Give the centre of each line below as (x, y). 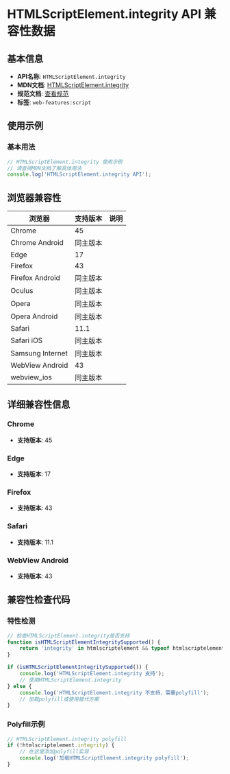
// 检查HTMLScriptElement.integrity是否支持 (68, 635)
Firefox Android (35, 278)
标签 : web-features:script (54, 102)
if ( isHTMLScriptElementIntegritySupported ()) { (78, 667)
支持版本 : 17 (34, 474)
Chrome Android (37, 243)
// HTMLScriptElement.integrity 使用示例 (65, 162)
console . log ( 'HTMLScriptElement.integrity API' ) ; (79, 175)
